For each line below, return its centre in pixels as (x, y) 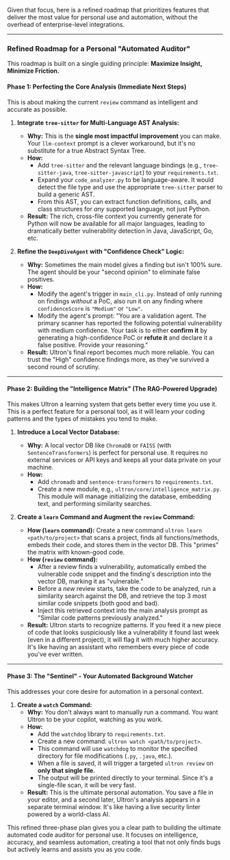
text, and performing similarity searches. (94, 503)
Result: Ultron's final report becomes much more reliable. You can (120, 352)
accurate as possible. (37, 109)
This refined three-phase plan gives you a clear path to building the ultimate (114, 827)
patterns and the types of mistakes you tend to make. (82, 419)
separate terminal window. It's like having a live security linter (114, 806)
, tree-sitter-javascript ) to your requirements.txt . (145, 172)
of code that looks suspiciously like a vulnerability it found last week (123, 632)
